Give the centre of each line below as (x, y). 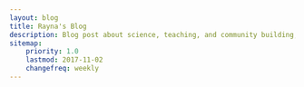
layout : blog (34, 18)
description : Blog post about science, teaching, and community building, (154, 34)
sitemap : (26, 43)
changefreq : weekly (63, 69)
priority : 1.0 (52, 52)
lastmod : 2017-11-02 (64, 60)
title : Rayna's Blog (49, 26)
